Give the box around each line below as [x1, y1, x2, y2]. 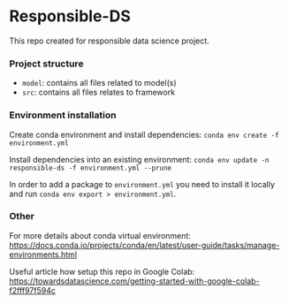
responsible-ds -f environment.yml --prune [9, 163, 172, 172]
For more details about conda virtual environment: [9, 230, 192, 240]
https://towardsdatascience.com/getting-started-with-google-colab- [9, 276, 260, 286]
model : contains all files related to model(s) [21, 78, 177, 88]
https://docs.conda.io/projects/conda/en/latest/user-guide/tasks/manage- [9, 239, 280, 250]
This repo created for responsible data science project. [9, 35, 209, 46]
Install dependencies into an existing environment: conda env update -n [9, 154, 270, 164]
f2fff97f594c [9, 285, 56, 295]
